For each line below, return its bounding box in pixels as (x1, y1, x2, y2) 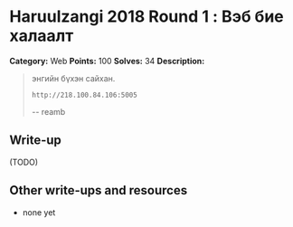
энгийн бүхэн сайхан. (31, 72, 116, 83)
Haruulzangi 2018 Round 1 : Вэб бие (9, 6, 285, 27)
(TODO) (9, 156, 39, 167)
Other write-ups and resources (9, 183, 188, 198)
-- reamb (31, 106, 66, 117)
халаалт (9, 25, 74, 46)
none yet (22, 206, 56, 218)
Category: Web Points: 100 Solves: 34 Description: (9, 55, 205, 66)
